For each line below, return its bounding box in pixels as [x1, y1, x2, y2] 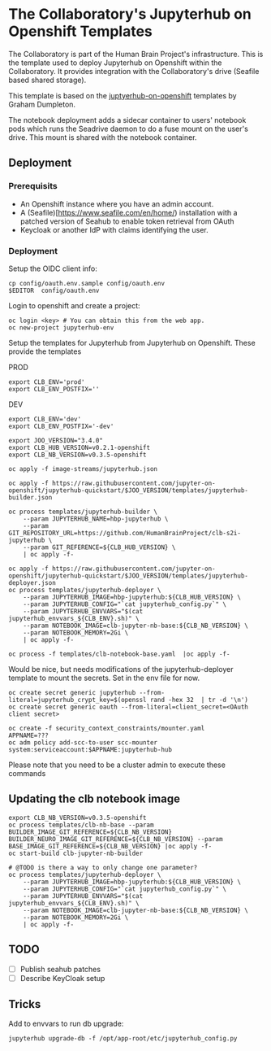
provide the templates [8, 347, 82, 356]
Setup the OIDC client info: [8, 264, 97, 273]
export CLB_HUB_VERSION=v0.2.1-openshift [8, 443, 151, 451]
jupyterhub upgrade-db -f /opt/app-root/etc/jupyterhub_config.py [8, 1035, 238, 1043]
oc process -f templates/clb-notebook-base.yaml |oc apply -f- [8, 650, 230, 658]
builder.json [8, 493, 53, 501]
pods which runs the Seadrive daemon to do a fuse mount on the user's [8, 124, 249, 133]
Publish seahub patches [19, 964, 101, 974]
